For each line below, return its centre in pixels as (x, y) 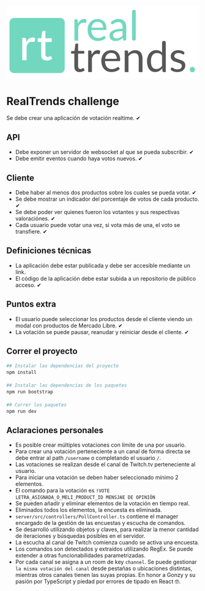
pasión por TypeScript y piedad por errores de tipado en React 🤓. (98, 582)
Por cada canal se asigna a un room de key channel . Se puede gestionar (106, 562)
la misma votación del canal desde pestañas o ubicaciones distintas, (104, 568)
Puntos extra (31, 304)
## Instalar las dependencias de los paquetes (67, 385)
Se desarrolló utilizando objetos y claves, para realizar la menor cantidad (107, 530)
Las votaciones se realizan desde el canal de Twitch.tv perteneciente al (105, 464)
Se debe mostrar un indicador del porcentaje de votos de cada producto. (107, 199)
